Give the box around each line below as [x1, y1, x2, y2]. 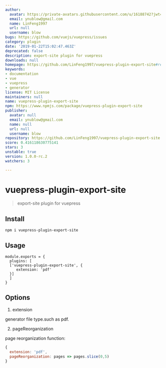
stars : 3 [5, 145, 23, 150]
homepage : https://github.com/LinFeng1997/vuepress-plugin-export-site [5, 62, 156, 67]
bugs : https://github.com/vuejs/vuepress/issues [5, 35, 107, 40]
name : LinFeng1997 [9, 21, 48, 26]
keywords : [5, 67, 26, 72]
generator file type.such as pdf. [5, 316, 69, 322]
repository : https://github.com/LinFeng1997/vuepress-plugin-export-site [5, 136, 161, 141]
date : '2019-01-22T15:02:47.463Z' [5, 44, 77, 49]
